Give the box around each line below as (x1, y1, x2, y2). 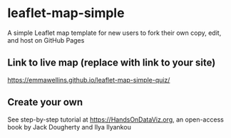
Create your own (7, 96, 83, 108)
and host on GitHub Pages (7, 36, 85, 44)
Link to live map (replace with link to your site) (7, 57, 216, 69)
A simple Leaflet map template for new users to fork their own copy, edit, (7, 28, 222, 37)
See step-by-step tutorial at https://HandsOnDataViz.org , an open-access (7, 115, 225, 124)
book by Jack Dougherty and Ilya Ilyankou (7, 122, 132, 131)
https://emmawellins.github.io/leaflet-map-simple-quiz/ (7, 75, 170, 84)
